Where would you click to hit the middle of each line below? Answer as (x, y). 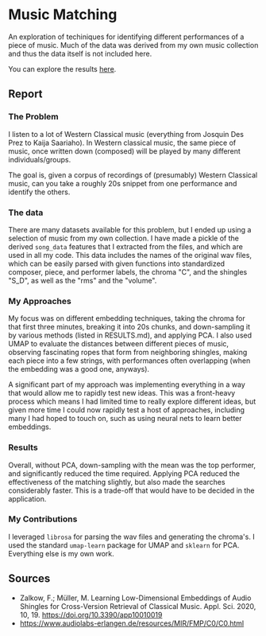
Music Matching (63, 15)
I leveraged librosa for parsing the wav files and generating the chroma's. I (132, 537)
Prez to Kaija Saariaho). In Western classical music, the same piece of (122, 142)
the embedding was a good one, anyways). (79, 369)
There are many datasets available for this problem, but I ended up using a (130, 229)
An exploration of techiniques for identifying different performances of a (126, 37)
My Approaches (40, 301)
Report (25, 94)
